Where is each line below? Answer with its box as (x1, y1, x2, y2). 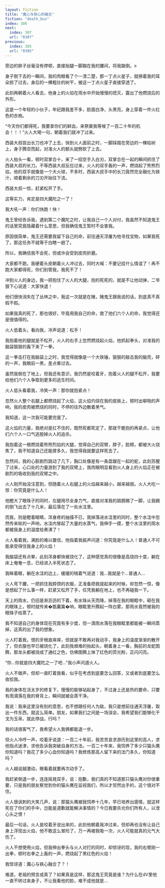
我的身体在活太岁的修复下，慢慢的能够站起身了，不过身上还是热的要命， (5, 686, 151, 692)
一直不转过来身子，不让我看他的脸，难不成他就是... (5, 878, 108, 884)
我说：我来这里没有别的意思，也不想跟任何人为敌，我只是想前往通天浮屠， (5, 703, 156, 709)
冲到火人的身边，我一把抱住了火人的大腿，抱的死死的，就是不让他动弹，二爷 (5, 277, 160, 283)
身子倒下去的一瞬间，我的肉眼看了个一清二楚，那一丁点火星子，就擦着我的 (5, 73, 156, 79)
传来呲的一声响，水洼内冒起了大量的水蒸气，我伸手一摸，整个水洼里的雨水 (9, 520, 160, 526)
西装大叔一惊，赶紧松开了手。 (5, 185, 65, 191)
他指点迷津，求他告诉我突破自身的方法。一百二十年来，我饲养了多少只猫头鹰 (5, 743, 160, 749)
